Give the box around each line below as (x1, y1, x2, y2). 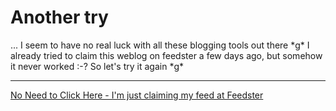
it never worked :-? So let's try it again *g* (10, 60, 185, 72)
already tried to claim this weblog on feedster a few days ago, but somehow (10, 49, 323, 61)
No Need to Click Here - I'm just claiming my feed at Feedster (10, 89, 264, 101)
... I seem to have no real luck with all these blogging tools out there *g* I (10, 39, 310, 51)
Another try (10, 6, 109, 29)
